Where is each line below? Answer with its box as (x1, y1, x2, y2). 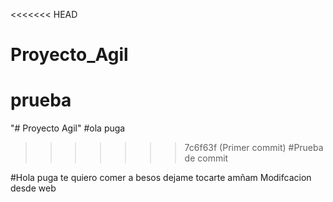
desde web (10, 182, 57, 194)
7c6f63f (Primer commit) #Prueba (184, 142, 324, 154)
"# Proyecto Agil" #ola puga (10, 122, 126, 134)
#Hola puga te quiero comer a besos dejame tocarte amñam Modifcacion (10, 172, 312, 184)
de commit (184, 152, 229, 164)
